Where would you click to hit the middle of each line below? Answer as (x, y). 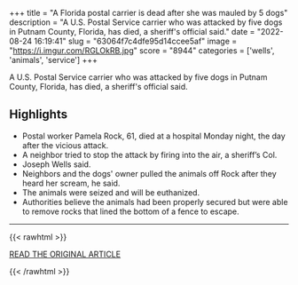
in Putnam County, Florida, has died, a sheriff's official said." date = (132, 32)
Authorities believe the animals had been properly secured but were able (155, 202)
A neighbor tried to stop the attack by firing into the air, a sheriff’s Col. (149, 154)
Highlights (39, 115)
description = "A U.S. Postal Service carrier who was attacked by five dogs (146, 22)
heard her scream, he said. (71, 183)
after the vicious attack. (65, 145)
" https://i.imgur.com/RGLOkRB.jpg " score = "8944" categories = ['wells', (142, 51)
